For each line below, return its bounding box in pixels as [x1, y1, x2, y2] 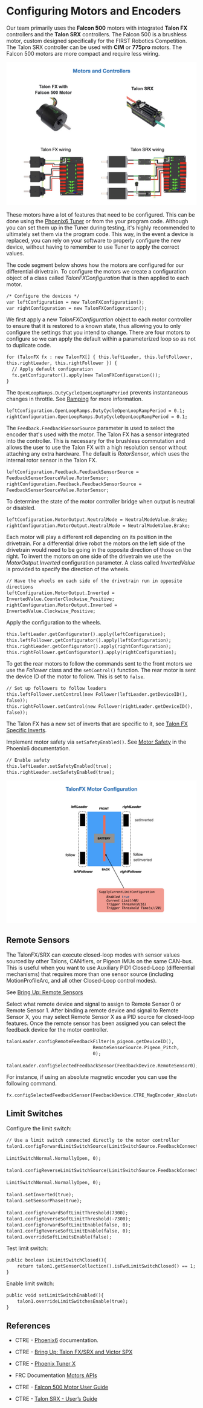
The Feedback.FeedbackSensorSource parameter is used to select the [6, 424, 175, 431]
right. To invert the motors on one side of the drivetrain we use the [6, 552, 172, 560]
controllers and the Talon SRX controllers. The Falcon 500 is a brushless [6, 30, 187, 38]
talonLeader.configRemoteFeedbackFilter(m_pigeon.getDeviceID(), [6, 1038, 174, 1044]
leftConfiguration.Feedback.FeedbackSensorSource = [6, 469, 139, 475]
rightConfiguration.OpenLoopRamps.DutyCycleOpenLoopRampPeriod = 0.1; [6, 413, 188, 420]
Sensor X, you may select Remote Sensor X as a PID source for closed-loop [6, 1013, 195, 1020]
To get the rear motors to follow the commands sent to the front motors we [6, 660, 193, 667]
